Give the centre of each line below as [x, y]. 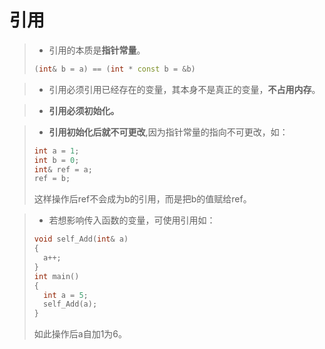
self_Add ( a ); [70, 304]
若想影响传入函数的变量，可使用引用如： [132, 220]
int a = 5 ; [66, 295]
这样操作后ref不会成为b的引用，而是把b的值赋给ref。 [142, 199]
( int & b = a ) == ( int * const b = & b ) [114, 69]
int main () [56, 276]
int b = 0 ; [56, 160]
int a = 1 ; [56, 151]
